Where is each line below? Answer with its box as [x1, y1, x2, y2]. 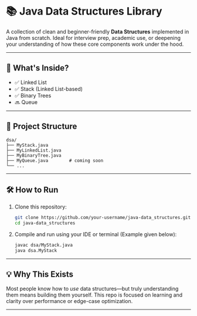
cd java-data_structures [14, 220, 76, 226]
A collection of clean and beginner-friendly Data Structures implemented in [6, 28, 189, 35]
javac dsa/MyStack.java [14, 242, 73, 248]
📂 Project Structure [6, 122, 77, 132]
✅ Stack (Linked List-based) [14, 85, 83, 92]
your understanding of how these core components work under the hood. [6, 41, 184, 48]
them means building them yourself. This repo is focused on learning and [6, 291, 183, 298]
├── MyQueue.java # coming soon [6, 157, 104, 163]
